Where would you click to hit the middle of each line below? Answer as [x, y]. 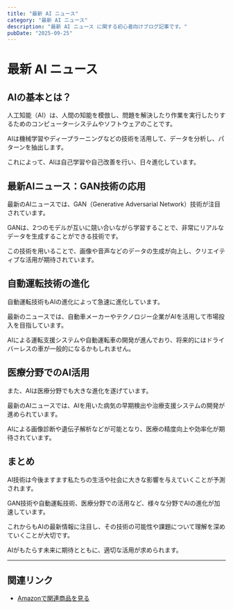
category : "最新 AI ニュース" [48, 20]
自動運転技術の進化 [48, 284]
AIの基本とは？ [39, 97]
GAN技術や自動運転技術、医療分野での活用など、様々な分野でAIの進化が [111, 503]
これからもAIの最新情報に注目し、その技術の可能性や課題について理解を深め [116, 526]
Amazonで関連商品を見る [53, 599]
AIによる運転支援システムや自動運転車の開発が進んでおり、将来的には [107, 340]
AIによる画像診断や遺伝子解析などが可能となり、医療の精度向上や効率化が [113, 428]
